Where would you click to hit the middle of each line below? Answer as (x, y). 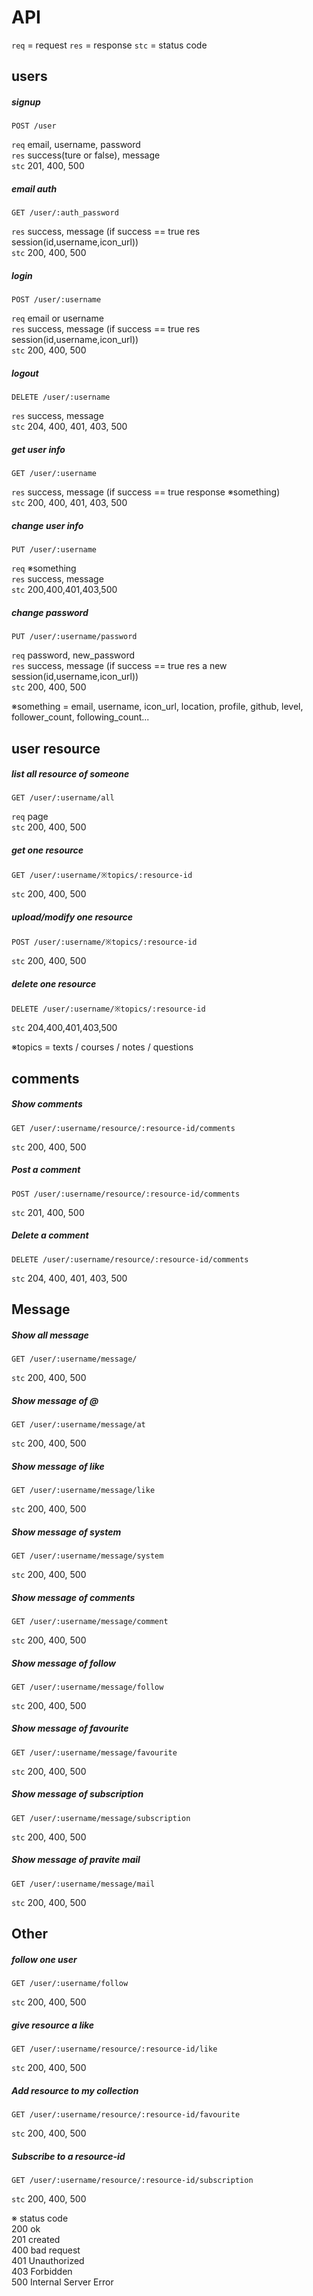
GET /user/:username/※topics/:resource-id (102, 876)
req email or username (57, 318)
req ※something (44, 568)
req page (30, 817)
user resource (56, 748)
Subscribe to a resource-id (68, 2156)
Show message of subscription (77, 1794)
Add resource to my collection (75, 2090)
